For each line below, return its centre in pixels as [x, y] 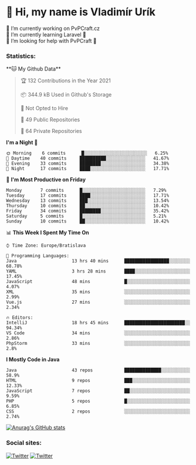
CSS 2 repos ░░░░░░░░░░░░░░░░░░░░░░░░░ [98, 411]
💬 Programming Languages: [38, 256]
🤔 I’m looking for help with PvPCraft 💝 [51, 41]
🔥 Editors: [20, 318]
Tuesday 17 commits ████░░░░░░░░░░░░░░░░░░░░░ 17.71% [87, 196]
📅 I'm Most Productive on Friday [46, 180]
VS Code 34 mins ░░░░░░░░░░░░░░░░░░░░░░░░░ [98, 333]
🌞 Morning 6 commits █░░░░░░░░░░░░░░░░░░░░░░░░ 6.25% [87, 153]
